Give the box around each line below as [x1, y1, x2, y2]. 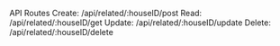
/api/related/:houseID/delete [9, 27, 114, 37]
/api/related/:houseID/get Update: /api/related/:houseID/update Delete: [9, 17, 272, 28]
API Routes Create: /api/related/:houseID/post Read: [9, 8, 203, 18]
